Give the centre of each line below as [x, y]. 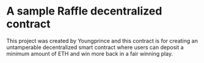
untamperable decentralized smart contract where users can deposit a [95, 47]
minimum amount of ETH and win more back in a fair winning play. [89, 53]
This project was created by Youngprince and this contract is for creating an [102, 41]
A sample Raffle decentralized [84, 11]
